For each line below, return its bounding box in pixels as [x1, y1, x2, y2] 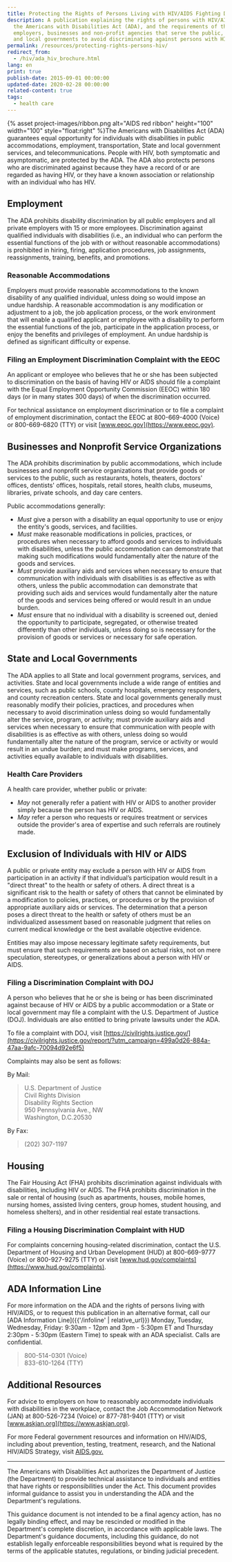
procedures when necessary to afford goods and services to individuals [17, 537, 222, 546]
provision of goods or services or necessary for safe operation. [17, 633, 197, 641]
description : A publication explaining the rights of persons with [7, 17, 206, 24]
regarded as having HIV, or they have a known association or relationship [7, 170, 215, 178]
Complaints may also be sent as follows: [7, 1057, 122, 1065]
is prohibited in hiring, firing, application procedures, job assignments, [7, 246, 206, 254]
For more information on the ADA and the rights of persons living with [7, 1301, 205, 1310]
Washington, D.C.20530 [23, 1113, 93, 1121]
